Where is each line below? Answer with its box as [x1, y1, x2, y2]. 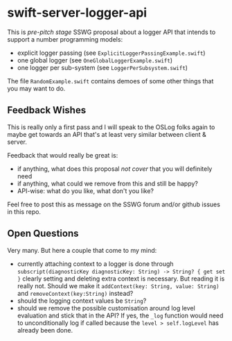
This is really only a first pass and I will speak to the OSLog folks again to [7, 123, 215, 131]
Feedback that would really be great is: [7, 151, 118, 159]
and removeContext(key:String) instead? [17, 289, 134, 297]
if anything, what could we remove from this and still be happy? [17, 179, 199, 188]
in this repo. [7, 207, 42, 216]
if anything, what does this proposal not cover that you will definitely [17, 165, 213, 173]
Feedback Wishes [7, 104, 87, 116]
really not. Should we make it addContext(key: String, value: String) [17, 281, 220, 290]
